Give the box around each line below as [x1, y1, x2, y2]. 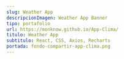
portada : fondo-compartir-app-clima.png [6, 44, 111, 50]
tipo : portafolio [6, 20, 51, 26]
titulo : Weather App [6, 32, 59, 38]
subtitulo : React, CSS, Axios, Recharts [6, 37, 111, 44]
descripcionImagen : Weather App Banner [6, 15, 108, 21]
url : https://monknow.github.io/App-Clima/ [6, 26, 119, 33]
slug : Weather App [6, 9, 53, 15]
